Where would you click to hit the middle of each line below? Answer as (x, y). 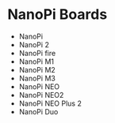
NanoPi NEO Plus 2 (50, 103)
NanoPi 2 (34, 44)
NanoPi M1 (36, 61)
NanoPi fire (37, 53)
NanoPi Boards (57, 15)
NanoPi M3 (37, 78)
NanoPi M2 (37, 69)
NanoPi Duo (38, 111)
